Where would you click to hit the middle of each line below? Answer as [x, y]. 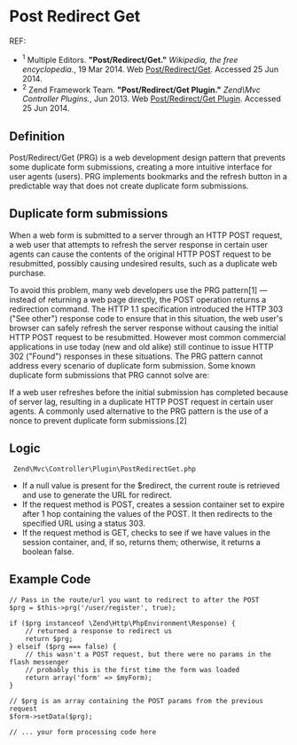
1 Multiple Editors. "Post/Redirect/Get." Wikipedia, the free [130, 59]
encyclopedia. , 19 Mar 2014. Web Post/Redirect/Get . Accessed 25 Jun [150, 69]
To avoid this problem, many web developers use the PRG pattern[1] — [138, 289]
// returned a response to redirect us [99, 631]
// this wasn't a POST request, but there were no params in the [148, 654]
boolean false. [48, 551]
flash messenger [39, 662]
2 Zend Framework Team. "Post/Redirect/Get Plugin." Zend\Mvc [141, 89]
